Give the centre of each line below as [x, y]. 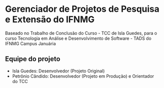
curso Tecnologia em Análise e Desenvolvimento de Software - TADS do [78, 38]
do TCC [20, 81]
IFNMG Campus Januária [31, 43]
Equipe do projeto [33, 59]
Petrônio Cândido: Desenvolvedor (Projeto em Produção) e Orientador [83, 76]
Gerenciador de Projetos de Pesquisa [82, 9]
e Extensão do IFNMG [50, 19]
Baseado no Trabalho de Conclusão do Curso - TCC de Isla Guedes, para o [81, 33]
